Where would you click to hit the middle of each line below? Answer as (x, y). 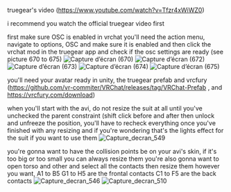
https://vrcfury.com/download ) (51, 95)
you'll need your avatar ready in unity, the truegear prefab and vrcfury (107, 80)
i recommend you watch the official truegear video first (86, 23)
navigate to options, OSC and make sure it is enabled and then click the (109, 44)
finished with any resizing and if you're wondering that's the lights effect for (115, 130)
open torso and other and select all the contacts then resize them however (113, 166)
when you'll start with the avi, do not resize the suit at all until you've (105, 108)
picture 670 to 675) (35, 59)
